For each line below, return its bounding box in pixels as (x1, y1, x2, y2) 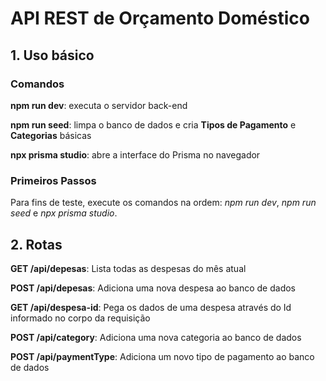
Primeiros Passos (10, 173, 97, 187)
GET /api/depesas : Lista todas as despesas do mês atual (10, 262, 247, 274)
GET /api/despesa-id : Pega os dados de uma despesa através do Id (10, 301, 292, 313)
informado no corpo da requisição (10, 312, 151, 324)
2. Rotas (10, 236, 63, 253)
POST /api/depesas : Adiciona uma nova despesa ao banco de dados (10, 282, 296, 294)
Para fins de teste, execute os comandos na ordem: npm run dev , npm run (10, 197, 317, 209)
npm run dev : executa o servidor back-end (10, 99, 188, 111)
